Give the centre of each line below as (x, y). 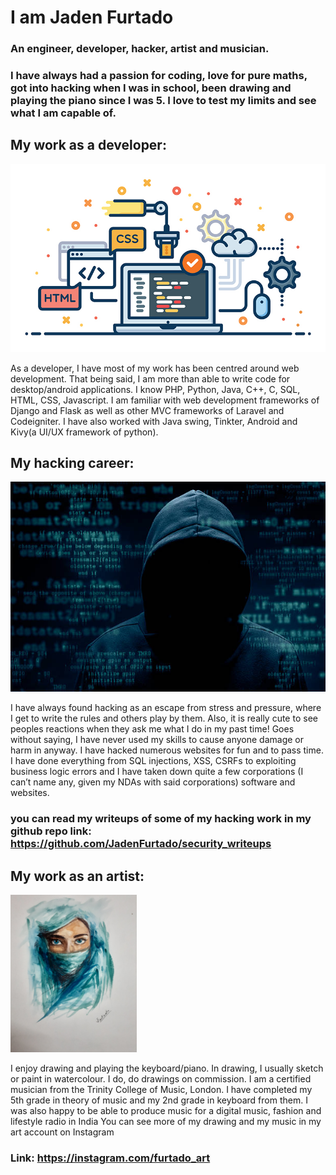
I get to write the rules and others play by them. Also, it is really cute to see (164, 718)
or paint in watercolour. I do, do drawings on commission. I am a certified (161, 1078)
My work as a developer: (88, 145)
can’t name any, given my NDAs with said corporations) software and (153, 782)
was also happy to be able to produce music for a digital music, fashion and (166, 1110)
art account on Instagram (62, 1132)
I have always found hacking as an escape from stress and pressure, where (166, 708)
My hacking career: (72, 462)
